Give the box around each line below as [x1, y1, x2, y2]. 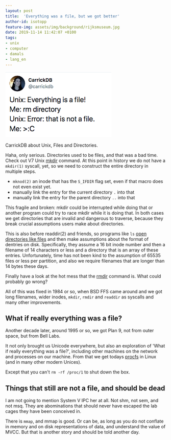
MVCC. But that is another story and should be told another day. [5, 429, 140, 435]
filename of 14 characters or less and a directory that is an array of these [5, 247, 159, 253]
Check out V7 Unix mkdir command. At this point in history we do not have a [5, 157, 166, 164]
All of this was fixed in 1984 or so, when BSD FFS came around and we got [5, 288, 162, 294]
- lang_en [5, 57, 27, 62]
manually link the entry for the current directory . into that [12, 189, 135, 195]
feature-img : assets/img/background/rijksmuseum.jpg [5, 25, 120, 30]
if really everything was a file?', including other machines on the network [5, 348, 158, 355]
